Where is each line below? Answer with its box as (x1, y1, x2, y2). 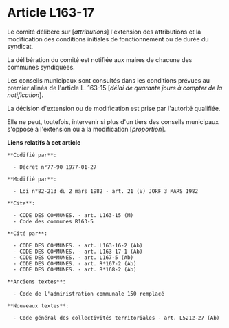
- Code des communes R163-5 (13, 218, 94, 225)
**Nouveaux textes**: (7, 302, 69, 309)
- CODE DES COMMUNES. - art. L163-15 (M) (13, 212, 134, 218)
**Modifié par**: (7, 176, 57, 183)
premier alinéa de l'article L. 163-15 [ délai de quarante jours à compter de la (7, 83, 223, 92)
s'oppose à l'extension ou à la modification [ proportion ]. (7, 125, 166, 133)
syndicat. (7, 42, 34, 50)
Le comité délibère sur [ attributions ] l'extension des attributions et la (7, 28, 201, 36)
